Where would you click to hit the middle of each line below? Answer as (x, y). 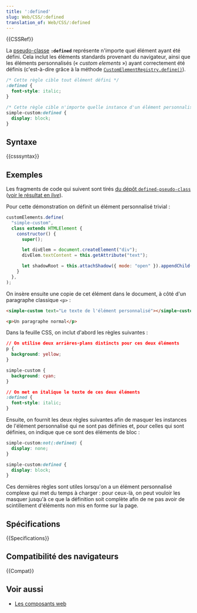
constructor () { (37, 234)
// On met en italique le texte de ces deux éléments (73, 392)
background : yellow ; (36, 354)
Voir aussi (25, 589)
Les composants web (40, 604)
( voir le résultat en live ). (35, 195)
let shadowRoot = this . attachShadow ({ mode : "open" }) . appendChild (106, 266)
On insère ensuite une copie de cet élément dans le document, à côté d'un (96, 294)
